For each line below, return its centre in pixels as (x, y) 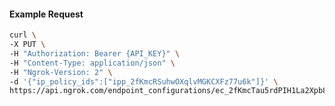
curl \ (23, 35)
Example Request (46, 14)
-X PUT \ (27, 45)
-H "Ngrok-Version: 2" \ (61, 72)
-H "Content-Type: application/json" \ (92, 63)
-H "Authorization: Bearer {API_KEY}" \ (95, 53)
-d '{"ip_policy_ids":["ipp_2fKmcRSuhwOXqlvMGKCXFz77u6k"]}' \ (144, 81)
